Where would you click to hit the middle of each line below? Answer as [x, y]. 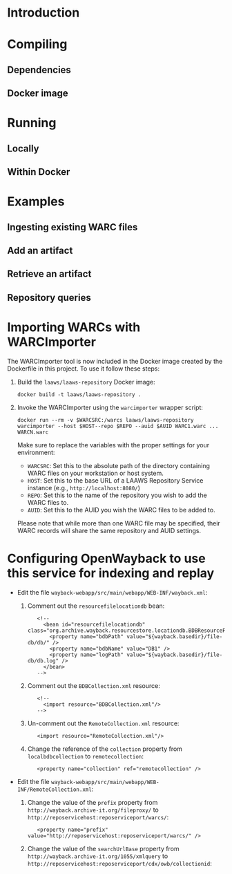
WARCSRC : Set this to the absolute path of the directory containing [119, 465]
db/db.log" [43, 661]
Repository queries [49, 298]
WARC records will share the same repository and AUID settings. [109, 530]
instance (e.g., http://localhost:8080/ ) [84, 487]
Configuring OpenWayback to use [106, 559]
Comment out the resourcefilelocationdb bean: [96, 606]
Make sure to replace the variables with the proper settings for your [113, 445]
